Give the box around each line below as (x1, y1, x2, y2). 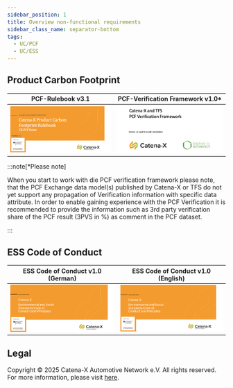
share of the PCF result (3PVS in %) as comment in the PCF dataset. (7, 212, 202, 221)
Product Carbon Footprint (7, 74, 121, 86)
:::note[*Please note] (7, 162, 67, 171)
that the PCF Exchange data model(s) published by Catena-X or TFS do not (7, 183, 222, 192)
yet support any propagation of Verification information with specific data (7, 191, 217, 199)
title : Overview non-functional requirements (7, 18, 141, 26)
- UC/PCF (13, 40, 39, 48)
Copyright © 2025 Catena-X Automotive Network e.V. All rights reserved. (7, 366, 217, 374)
